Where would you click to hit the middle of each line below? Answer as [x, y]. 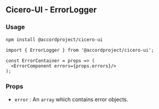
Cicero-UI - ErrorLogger [51, 10]
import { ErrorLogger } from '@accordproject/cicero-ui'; [80, 50]
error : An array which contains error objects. [71, 99]
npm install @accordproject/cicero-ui [54, 39]
